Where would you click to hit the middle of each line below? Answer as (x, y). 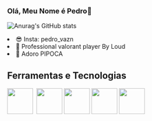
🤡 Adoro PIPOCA (40, 54)
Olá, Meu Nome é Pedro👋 (50, 11)
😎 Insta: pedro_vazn (45, 39)
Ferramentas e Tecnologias (67, 75)
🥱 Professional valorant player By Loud (71, 47)
